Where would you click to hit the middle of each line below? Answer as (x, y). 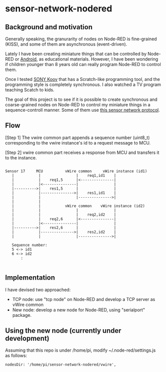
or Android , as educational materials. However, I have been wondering (86, 59)
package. (22, 315)
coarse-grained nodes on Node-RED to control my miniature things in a (78, 105)
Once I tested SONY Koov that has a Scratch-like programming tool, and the (83, 79)
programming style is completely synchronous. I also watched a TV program (83, 84)
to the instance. (21, 157)
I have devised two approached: (38, 290)
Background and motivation (49, 27)
